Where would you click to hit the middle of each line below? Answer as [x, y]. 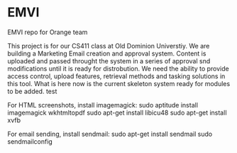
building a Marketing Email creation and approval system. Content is [107, 53]
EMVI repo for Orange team [48, 32]
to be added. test [32, 91]
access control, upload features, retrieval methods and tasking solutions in [116, 76]
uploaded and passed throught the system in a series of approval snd [109, 60]
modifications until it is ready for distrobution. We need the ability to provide [118, 68]
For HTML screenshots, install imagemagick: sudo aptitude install [103, 105]
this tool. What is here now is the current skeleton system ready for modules [119, 83]
